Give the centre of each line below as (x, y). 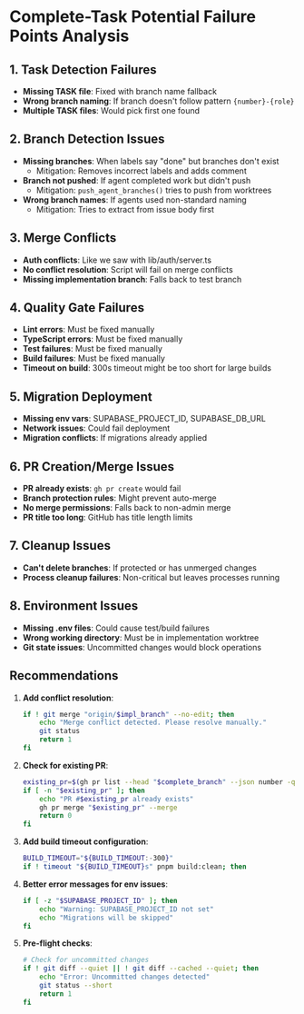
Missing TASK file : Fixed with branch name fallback (120, 91)
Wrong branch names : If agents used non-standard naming (134, 199)
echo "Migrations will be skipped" (107, 918)
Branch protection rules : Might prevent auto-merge (120, 498)
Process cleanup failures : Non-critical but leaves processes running (151, 577)
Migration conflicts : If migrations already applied (115, 438)
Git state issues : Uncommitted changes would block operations (142, 647)
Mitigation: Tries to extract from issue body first (125, 209)
